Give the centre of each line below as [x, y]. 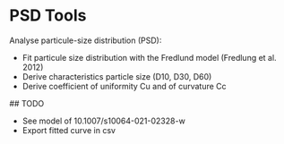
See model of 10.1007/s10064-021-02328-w [103, 121]
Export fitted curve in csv [69, 130]
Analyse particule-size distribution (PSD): [86, 40]
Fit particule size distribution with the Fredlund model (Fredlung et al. [149, 57]
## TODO [27, 103]
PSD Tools [48, 16]
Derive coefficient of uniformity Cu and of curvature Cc [124, 86]
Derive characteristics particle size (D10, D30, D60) [117, 76]
